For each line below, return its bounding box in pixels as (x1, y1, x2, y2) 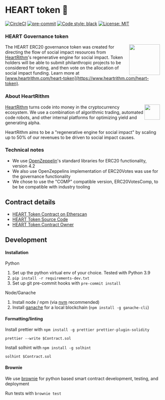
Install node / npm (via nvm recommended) (12, 299, 100, 305)
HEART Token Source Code (12, 216, 68, 222)
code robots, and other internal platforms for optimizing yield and (5, 114, 137, 120)
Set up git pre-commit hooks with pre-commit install (12, 280, 121, 286)
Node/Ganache (5, 290, 36, 296)
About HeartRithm (5, 93, 50, 100)
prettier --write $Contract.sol (5, 336, 71, 341)
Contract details (5, 198, 55, 207)
